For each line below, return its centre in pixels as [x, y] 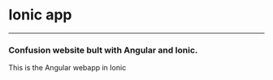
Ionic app [40, 15]
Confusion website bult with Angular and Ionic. [103, 50]
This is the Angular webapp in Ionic [67, 68]
